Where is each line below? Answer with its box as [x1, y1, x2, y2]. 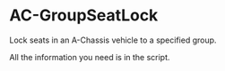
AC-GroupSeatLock [9, 5, 159, 26]
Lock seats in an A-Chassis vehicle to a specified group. [9, 35, 217, 45]
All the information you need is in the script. [9, 51, 170, 62]
